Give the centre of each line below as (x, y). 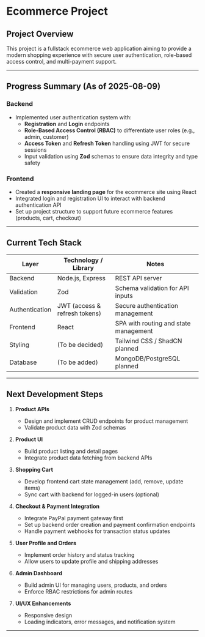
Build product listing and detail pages (71, 451)
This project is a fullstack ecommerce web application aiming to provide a (99, 48)
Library (83, 267)
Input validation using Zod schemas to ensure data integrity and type (111, 156)
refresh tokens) (79, 313)
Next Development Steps (55, 394)
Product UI (29, 439)
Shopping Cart (34, 469)
